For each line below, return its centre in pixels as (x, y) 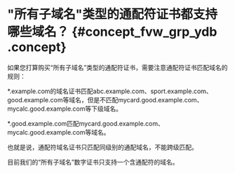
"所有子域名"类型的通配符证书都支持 (112, 14)
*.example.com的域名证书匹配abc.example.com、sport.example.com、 (110, 91)
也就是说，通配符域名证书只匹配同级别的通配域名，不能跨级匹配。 (102, 147)
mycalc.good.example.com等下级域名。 (65, 109)
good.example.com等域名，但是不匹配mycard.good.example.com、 (105, 99)
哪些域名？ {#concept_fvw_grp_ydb (112, 32)
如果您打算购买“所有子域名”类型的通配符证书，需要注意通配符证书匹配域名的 (117, 67)
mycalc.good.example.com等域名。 (59, 132)
